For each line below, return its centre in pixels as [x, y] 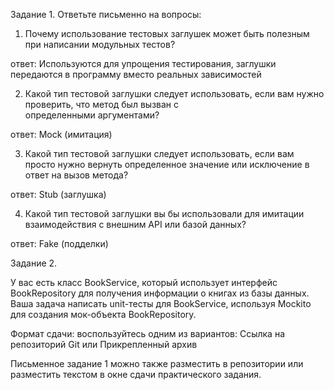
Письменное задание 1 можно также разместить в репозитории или [157, 363]
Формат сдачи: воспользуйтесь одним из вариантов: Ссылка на [148, 333]
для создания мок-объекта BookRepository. [103, 314]
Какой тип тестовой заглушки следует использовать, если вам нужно [174, 93]
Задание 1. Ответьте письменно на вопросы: [106, 14]
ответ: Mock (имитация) [61, 134]
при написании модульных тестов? [100, 44]
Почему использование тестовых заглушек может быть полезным [167, 33]
